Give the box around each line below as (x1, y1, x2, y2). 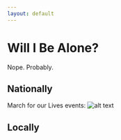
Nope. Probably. (7, 63, 54, 71)
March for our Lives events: (7, 101, 86, 110)
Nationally (7, 82, 53, 94)
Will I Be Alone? (7, 40, 99, 55)
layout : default (7, 10, 54, 17)
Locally (7, 121, 40, 133)
